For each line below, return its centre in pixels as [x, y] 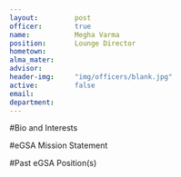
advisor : [26, 69]
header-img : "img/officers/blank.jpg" [91, 77]
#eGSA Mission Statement [59, 145]
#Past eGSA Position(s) [53, 163]
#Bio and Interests [44, 128]
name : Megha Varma [65, 34]
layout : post [50, 18]
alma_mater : [32, 60]
